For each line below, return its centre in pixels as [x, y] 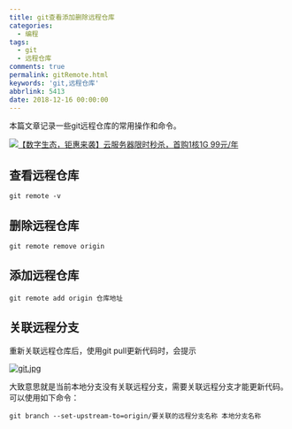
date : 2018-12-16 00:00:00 [59, 100]
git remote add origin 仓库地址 [66, 298]
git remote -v [35, 196]
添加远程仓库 [44, 276]
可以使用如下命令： [44, 397]
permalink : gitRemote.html [59, 75]
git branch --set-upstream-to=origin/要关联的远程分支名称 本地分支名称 [135, 416]
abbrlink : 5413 [37, 91]
